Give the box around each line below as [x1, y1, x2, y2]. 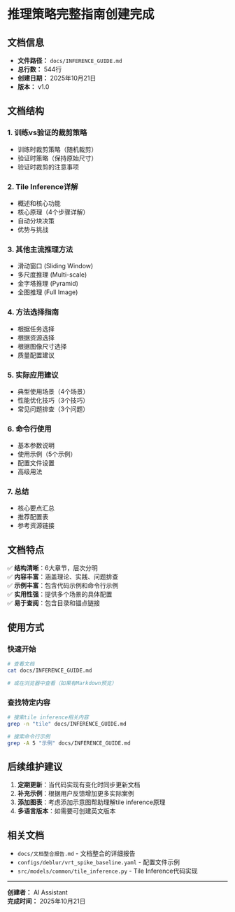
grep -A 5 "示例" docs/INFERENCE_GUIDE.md [7, 740, 131, 747]
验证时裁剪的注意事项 [17, 163, 79, 171]
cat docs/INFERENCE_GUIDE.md [7, 667, 92, 674]
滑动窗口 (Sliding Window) [17, 262, 94, 270]
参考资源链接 [17, 521, 55, 530]
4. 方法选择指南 [7, 308, 59, 317]
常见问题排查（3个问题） [17, 404, 90, 413]
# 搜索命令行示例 [7, 733, 50, 740]
